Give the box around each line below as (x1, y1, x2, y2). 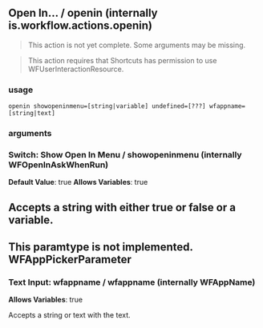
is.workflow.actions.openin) (8, 19, 152, 33)
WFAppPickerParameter (8, 253, 132, 266)
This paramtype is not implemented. (8, 240, 193, 254)
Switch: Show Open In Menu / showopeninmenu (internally (8, 149, 242, 160)
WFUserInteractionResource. (27, 64, 124, 74)
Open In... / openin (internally (8, 6, 158, 20)
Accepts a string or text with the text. (8, 310, 131, 320)
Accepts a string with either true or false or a (8, 200, 237, 214)
